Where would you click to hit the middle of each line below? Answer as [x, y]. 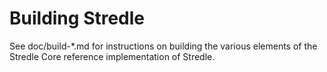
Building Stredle [77, 18]
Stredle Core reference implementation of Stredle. [112, 56]
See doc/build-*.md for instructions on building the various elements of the [163, 46]
